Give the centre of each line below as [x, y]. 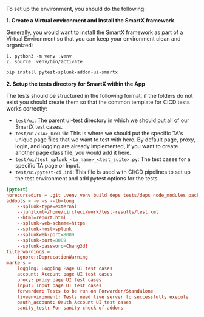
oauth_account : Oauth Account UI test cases [74, 302]
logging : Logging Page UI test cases [65, 269]
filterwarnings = [28, 251]
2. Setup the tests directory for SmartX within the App [76, 84]
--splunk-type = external [47, 206]
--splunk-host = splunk [44, 229]
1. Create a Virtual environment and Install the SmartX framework [90, 20]
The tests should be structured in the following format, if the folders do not [100, 95]
